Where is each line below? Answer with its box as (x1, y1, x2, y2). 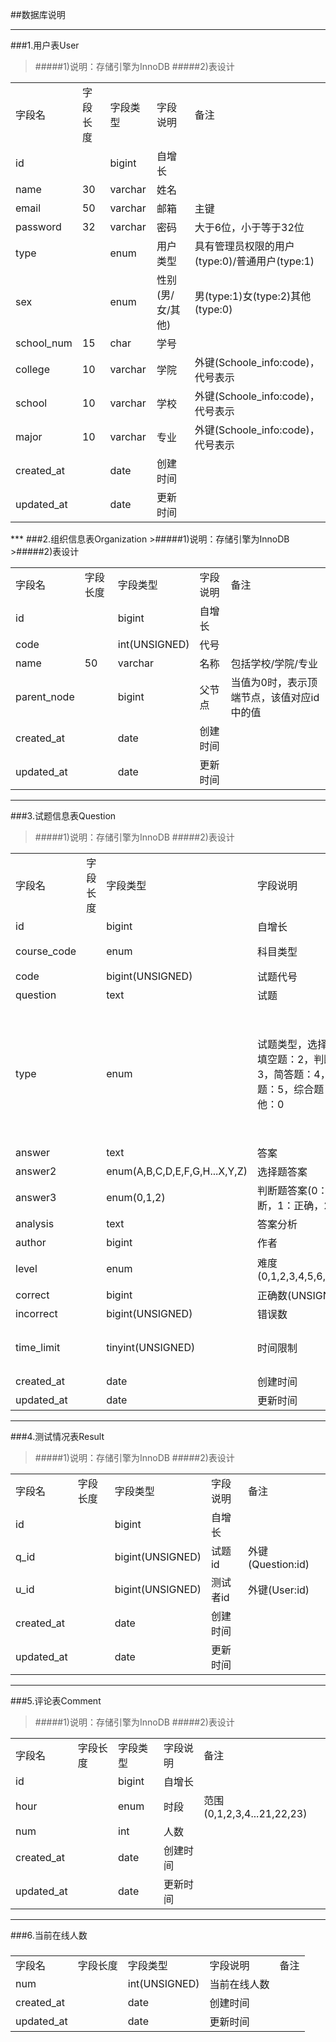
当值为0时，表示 (230, 676, 308, 689)
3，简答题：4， (256, 1068, 331, 1081)
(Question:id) (247, 1558, 310, 1571)
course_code (15, 944, 77, 958)
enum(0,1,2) (106, 1191, 166, 1204)
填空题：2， (256, 1053, 315, 1066)
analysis (15, 1217, 55, 1230)
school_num (15, 336, 73, 350)
